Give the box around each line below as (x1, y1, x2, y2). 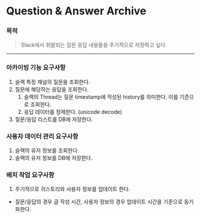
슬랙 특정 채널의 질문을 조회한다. (14, 78, 90, 85)
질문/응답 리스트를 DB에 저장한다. (14, 116, 93, 123)
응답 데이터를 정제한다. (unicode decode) (23, 108, 123, 115)
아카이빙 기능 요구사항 (6, 63, 66, 72)
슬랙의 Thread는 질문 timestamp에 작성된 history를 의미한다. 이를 (23, 93, 178, 100)
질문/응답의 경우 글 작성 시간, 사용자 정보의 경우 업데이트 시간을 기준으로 (14, 198, 183, 205)
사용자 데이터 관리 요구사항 (6, 132, 79, 140)
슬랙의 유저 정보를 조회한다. (14, 147, 80, 154)
